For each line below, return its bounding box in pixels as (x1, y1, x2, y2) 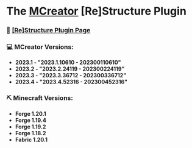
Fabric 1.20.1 (15, 136, 48, 143)
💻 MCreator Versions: (6, 43, 74, 51)
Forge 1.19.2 (15, 123, 46, 130)
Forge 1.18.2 (15, 129, 46, 136)
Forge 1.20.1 (15, 110, 47, 117)
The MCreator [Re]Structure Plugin (6, 4, 187, 18)
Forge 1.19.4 (15, 116, 47, 124)
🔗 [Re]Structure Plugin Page (6, 26, 91, 35)
